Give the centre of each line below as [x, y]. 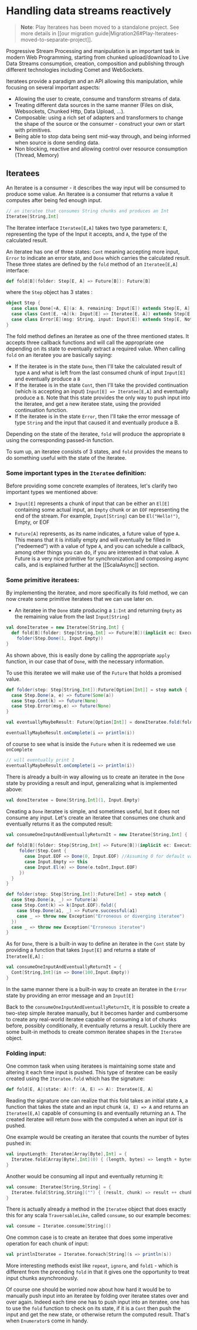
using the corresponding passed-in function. [60, 440]
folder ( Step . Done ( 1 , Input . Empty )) [60, 639]
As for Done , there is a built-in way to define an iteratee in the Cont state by [96, 944]
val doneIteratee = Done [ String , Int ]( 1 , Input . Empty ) [73, 800]
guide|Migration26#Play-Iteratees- [137, 33]
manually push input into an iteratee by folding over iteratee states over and [97, 1296]
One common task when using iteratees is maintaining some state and [91, 1066]
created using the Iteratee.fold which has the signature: [75, 1079]
